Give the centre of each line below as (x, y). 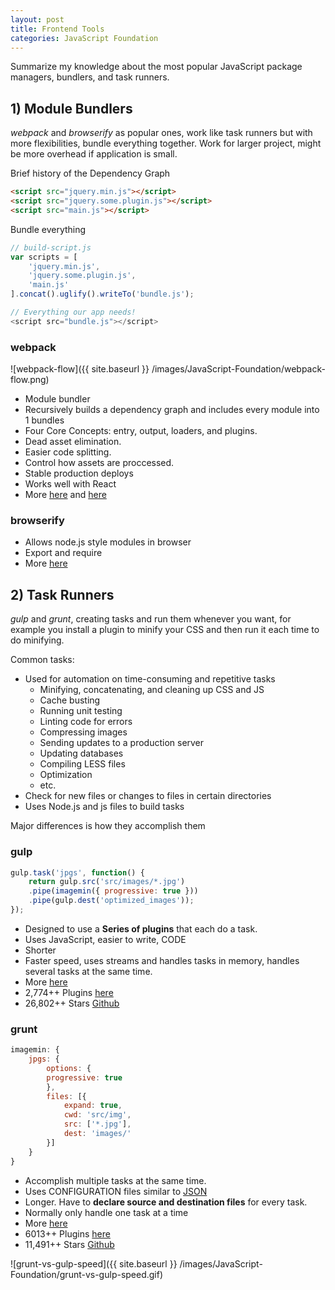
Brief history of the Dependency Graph (90, 173)
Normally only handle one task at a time (106, 1212)
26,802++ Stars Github (72, 1003)
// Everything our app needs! (73, 312)
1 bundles (44, 420)
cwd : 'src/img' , (97, 1115)
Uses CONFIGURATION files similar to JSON (116, 1191)
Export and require (63, 553)
